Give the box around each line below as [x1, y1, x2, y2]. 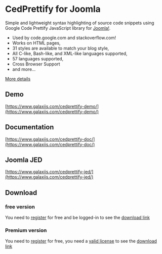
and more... [12, 66, 36, 72]
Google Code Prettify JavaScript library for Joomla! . [5, 25, 111, 31]
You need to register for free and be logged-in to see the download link [5, 214, 150, 221]
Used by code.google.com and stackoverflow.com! [12, 35, 116, 41]
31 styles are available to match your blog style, [12, 45, 109, 51]
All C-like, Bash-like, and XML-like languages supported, [12, 51, 127, 56]
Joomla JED [5, 155, 43, 164]
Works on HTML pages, [12, 40, 61, 46]
